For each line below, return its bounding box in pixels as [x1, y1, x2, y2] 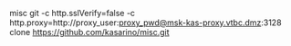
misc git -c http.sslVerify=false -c [9, 8, 135, 18]
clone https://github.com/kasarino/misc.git [9, 27, 171, 37]
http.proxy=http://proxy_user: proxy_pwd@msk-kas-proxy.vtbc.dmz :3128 [9, 17, 282, 28]
